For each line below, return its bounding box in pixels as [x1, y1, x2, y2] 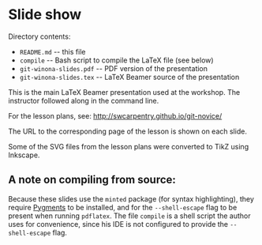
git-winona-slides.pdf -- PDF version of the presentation [19, 63, 208, 73]
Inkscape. [8, 150, 40, 160]
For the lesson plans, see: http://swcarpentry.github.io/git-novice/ [8, 111, 223, 120]
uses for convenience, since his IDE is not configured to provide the [8, 219, 229, 228]
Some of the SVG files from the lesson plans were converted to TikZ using [8, 141, 249, 151]
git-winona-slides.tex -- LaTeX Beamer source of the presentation [19, 72, 240, 81]
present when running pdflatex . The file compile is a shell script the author [8, 211, 251, 220]
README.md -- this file [19, 47, 86, 56]
